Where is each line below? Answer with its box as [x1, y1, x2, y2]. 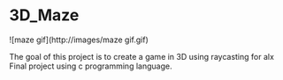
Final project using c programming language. [9, 61, 172, 71]
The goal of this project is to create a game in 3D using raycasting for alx [9, 51, 274, 62]
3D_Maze [9, 5, 80, 25]
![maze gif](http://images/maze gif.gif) [9, 34, 149, 45]
